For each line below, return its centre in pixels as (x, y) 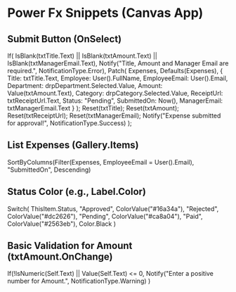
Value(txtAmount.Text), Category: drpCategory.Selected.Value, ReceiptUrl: (115, 93)
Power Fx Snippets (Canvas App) (105, 13)
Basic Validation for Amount (70, 246)
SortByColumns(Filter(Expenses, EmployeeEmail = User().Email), (101, 162)
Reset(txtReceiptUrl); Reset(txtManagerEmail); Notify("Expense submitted (114, 115)
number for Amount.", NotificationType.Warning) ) (79, 281)
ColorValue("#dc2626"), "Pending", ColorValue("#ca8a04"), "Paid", (105, 216)
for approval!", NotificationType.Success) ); (70, 123)
